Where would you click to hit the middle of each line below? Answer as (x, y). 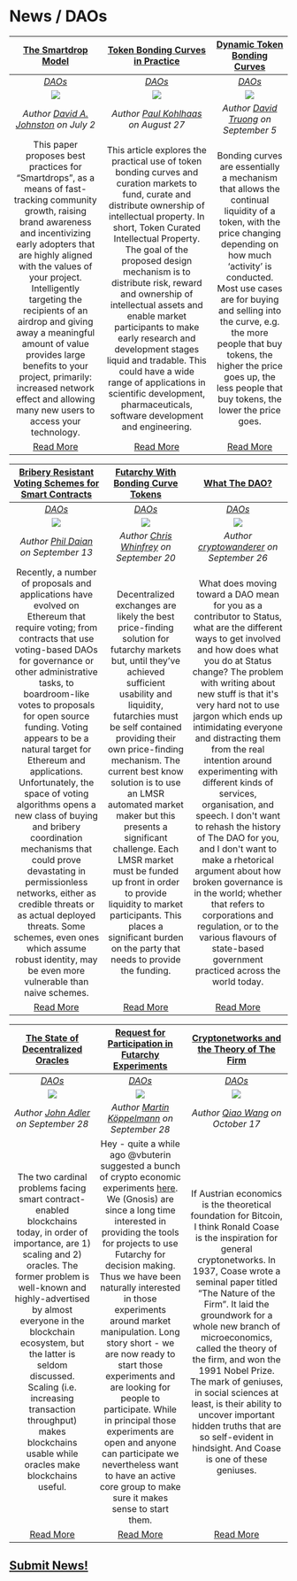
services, (238, 793)
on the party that (146, 948)
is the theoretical (236, 1204)
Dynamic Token (250, 44)
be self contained (146, 727)
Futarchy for (140, 1254)
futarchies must (146, 716)
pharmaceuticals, (156, 405)
